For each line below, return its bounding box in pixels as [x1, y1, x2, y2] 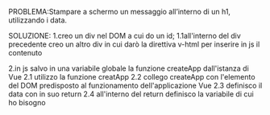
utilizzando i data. [8, 15, 67, 25]
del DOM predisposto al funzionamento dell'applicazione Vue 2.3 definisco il [8, 80, 263, 90]
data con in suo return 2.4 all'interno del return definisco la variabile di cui [8, 89, 254, 99]
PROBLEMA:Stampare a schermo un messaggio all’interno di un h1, [8, 7, 231, 16]
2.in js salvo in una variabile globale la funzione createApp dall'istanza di [8, 64, 250, 73]
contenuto [8, 48, 43, 57]
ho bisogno [8, 98, 46, 107]
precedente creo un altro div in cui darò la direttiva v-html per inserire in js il [8, 39, 260, 49]
